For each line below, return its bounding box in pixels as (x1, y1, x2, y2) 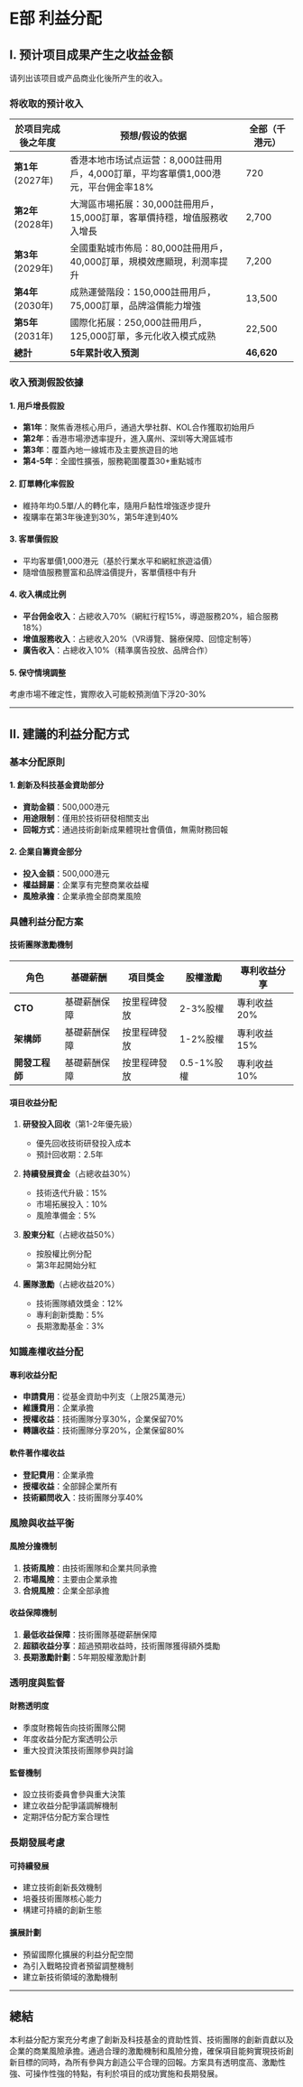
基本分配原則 (9, 756, 66, 768)
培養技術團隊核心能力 (22, 1893, 102, 1905)
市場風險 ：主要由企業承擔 (22, 1573, 118, 1584)
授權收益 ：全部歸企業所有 (22, 1480, 118, 1491)
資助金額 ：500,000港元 (22, 801, 110, 812)
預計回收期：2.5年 (35, 1149, 104, 1160)
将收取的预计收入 (9, 97, 84, 109)
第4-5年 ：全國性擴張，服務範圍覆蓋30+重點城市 (22, 456, 203, 467)
